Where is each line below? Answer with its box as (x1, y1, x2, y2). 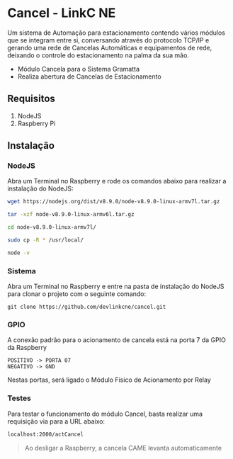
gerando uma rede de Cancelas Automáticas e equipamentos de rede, (7, 43, 212, 52)
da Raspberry (7, 344, 47, 352)
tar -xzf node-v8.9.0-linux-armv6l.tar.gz (7, 211, 135, 218)
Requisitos (7, 93, 55, 105)
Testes (7, 393, 32, 403)
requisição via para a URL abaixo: (7, 416, 105, 426)
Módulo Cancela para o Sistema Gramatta (17, 64, 140, 73)
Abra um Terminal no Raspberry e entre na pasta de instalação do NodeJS (7, 282, 225, 291)
